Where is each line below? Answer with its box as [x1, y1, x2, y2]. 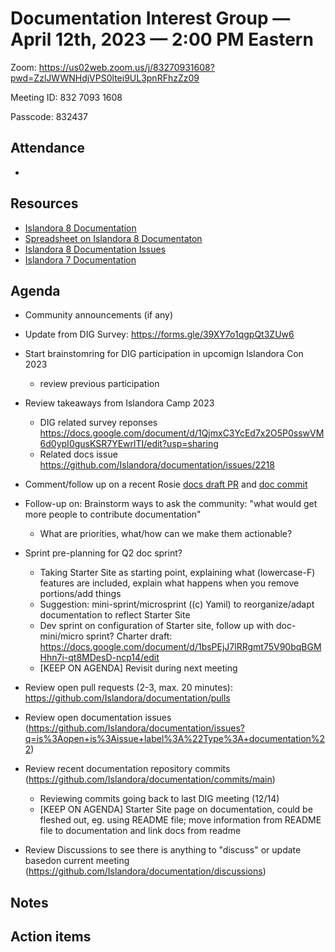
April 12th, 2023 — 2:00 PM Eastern [10, 28, 314, 51]
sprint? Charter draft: [85, 630, 173, 642]
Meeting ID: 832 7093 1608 [10, 91, 123, 103]
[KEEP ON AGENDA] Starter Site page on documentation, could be [39, 803, 313, 816]
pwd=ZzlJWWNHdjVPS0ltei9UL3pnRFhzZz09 [10, 72, 200, 84]
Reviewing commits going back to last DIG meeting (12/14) [39, 793, 280, 805]
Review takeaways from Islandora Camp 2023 [24, 397, 215, 409]
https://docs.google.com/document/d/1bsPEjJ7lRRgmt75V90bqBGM [39, 641, 322, 653]
